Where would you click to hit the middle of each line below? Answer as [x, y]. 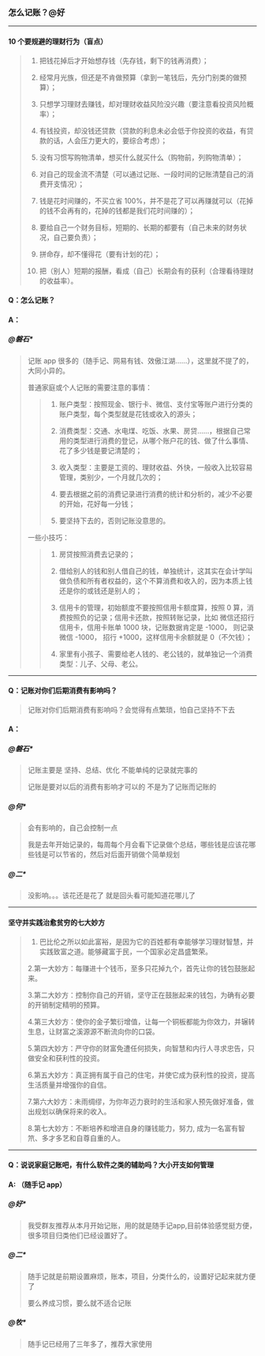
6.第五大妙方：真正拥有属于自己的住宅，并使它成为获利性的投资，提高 [141, 1075]
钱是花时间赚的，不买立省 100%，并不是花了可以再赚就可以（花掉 [146, 201]
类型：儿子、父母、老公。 [101, 663]
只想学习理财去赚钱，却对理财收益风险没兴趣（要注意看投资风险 [143, 103]
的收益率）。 [58, 280]
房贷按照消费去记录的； [97, 554]
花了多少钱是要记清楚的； [101, 450]
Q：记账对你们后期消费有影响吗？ [63, 691]
